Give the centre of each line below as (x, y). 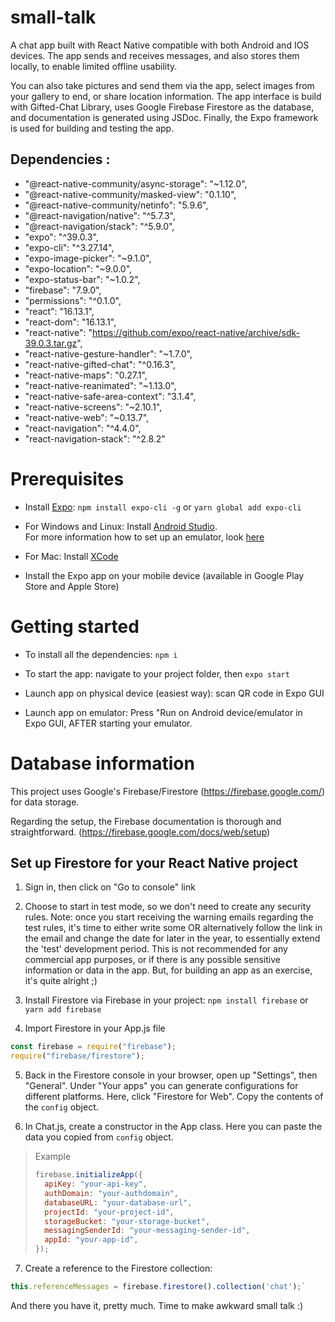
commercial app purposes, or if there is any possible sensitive (152, 960)
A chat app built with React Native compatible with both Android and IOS (160, 45)
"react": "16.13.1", (59, 311)
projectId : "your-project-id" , (109, 1212)
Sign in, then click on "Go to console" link (110, 887)
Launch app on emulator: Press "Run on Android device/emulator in (163, 712)
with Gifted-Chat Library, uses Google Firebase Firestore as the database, (162, 107)
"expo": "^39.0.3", (61, 237)
